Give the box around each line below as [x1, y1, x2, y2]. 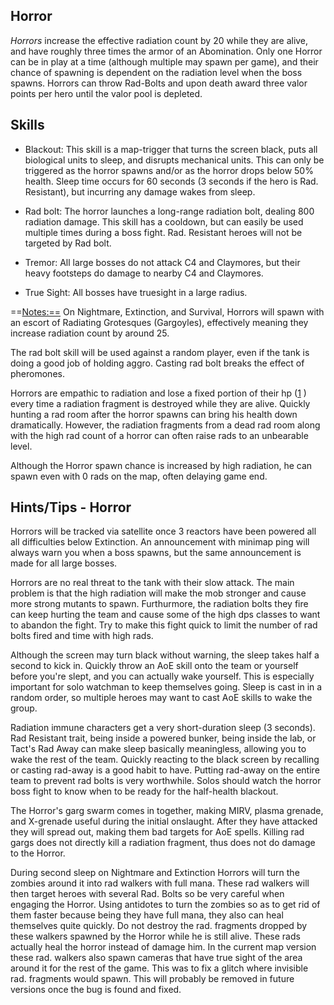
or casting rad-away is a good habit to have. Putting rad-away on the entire [10, 764, 320, 776]
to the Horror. [10, 847, 66, 859]
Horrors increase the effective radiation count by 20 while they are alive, [10, 34, 309, 46]
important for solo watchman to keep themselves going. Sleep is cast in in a [10, 681, 323, 693]
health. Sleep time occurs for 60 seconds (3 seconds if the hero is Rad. [24, 175, 319, 187]
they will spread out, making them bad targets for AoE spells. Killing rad [10, 826, 305, 838]
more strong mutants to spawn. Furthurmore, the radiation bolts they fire [10, 598, 309, 610]
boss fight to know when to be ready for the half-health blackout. [10, 785, 279, 798]
